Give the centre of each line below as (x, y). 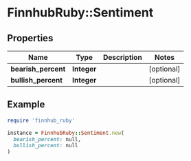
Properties (30, 38)
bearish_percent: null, (47, 139)
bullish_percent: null (46, 146)
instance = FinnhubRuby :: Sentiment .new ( (66, 133)
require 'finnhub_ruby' (41, 120)
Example (26, 105)
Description (122, 57)
